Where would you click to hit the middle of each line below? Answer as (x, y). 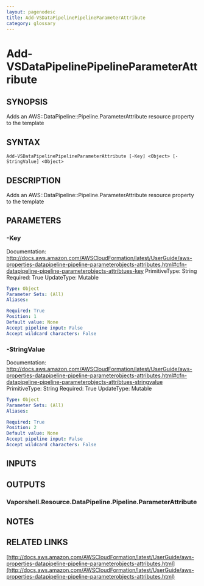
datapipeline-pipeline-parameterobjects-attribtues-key (75, 271)
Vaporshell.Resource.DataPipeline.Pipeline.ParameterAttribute (102, 502)
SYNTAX (23, 142)
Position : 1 (21, 317)
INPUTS (21, 464)
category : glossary (31, 23)
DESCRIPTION (33, 180)
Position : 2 (21, 428)
